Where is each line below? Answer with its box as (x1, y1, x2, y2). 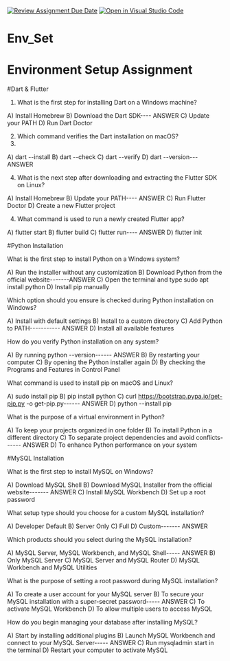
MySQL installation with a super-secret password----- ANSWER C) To (7, 598, 205, 606)
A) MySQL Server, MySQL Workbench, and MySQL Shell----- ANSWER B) (7, 549, 216, 557)
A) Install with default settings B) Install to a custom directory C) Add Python (7, 317, 223, 325)
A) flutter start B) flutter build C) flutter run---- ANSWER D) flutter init (7, 228, 203, 237)
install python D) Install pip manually (7, 283, 110, 291)
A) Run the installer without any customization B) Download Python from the (7, 269, 222, 277)
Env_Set (7, 31, 54, 46)
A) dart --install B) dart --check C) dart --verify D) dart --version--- (7, 153, 198, 161)
